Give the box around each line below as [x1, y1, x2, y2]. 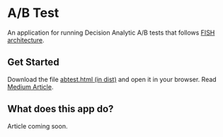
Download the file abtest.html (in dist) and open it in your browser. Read [7, 75, 217, 83]
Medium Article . [7, 83, 54, 91]
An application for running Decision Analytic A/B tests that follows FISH [7, 28, 215, 37]
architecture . [7, 35, 45, 44]
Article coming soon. [7, 121, 68, 130]
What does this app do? [7, 103, 114, 115]
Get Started [7, 56, 59, 68]
